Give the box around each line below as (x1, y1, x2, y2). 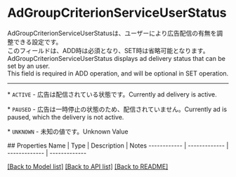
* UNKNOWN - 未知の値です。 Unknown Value (7, 127, 129, 136)
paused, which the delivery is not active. (7, 113, 124, 121)
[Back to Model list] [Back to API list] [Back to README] (7, 162, 169, 171)
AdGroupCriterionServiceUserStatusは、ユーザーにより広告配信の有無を (7, 29, 217, 37)
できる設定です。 (13, 37, 63, 46)
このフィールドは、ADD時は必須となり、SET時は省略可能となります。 (7, 46, 209, 55)
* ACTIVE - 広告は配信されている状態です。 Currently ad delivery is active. (7, 90, 218, 99)
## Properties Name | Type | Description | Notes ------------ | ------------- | (7, 141, 229, 150)
